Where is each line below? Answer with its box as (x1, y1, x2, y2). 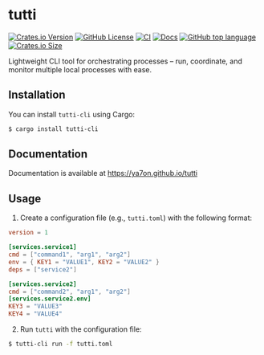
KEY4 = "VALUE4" (8, 310, 63, 318)
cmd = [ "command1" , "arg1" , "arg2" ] (8, 251, 131, 259)
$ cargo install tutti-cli (8, 124, 99, 133)
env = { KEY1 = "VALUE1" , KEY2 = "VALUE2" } (8, 258, 160, 266)
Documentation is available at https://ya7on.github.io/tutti (8, 169, 198, 178)
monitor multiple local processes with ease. (8, 64, 152, 74)
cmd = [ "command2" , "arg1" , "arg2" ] (8, 288, 131, 296)
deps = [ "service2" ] (8, 265, 78, 274)
